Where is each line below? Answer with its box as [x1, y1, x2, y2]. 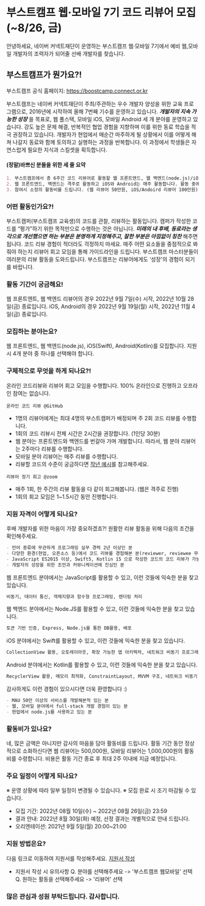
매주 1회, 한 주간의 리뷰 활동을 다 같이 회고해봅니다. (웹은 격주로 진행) [15, 485, 179, 493]
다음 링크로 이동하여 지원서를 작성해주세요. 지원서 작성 [6, 855, 135, 862]
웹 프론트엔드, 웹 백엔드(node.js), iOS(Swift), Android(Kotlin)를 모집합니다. [6, 342, 186, 350]
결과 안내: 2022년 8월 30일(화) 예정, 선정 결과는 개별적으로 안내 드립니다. [15, 815, 190, 823]
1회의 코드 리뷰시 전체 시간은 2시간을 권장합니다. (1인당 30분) [15, 429, 160, 437]
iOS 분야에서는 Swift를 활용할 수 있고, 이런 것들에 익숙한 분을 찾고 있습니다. [6, 637, 185, 644]
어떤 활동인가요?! [6, 202, 54, 211]
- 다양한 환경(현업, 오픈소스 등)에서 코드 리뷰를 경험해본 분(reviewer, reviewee [6, 550, 192, 556]
